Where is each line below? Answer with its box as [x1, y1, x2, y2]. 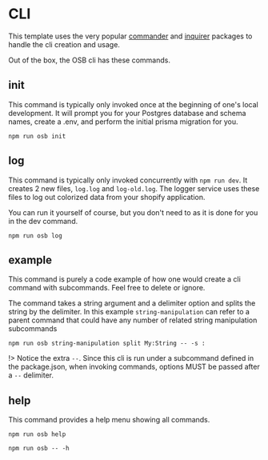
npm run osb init [8, 132, 66, 140]
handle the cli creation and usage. [8, 39, 120, 49]
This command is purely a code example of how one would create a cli [8, 274, 242, 284]
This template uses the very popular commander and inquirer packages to [8, 31, 253, 41]
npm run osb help [8, 430, 66, 438]
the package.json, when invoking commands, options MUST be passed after [8, 362, 260, 372]
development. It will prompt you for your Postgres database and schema [8, 108, 246, 118]
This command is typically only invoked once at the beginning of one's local [8, 99, 258, 109]
